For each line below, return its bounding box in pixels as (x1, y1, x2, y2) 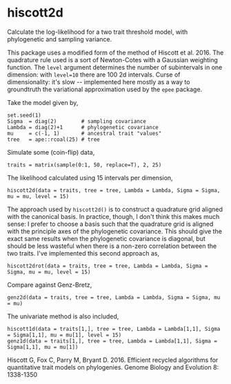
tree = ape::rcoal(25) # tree (7, 136, 100, 143)
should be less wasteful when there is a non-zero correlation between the (7, 242, 217, 250)
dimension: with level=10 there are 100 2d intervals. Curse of (7, 70, 181, 79)
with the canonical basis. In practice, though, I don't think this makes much (7, 212, 220, 220)
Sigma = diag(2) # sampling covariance (7, 117, 147, 125)
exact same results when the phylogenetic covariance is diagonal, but (7, 234, 205, 242)
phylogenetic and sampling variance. (7, 35, 112, 43)
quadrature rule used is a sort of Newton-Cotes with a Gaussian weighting (7, 55, 219, 64)
